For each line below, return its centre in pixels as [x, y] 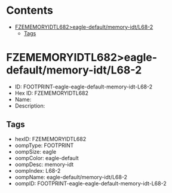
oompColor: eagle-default [47, 158]
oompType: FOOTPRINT [44, 145]
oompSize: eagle [36, 151]
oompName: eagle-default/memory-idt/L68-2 [71, 177]
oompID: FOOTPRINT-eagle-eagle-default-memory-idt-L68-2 [90, 183]
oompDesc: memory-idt [44, 164]
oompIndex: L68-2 [38, 170]
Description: [30, 106]
